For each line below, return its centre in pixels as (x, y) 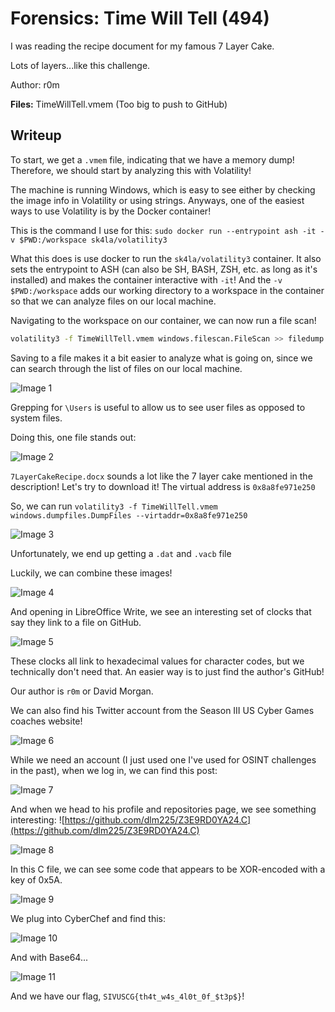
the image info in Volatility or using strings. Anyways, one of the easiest (157, 200)
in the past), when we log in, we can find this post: (114, 770)
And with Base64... (49, 957)
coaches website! (46, 721)
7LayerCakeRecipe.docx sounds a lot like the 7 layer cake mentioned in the (161, 476)
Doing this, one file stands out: (73, 437)
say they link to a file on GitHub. (76, 622)
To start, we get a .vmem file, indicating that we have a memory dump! (152, 159)
